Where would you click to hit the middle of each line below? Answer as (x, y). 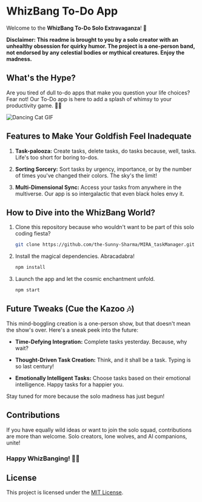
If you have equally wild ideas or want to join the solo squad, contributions (99, 430)
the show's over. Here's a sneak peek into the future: (72, 330)
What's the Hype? (41, 78)
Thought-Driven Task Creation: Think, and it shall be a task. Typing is (103, 360)
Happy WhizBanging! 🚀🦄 (43, 458)
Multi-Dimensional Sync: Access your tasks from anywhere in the (98, 187)
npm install (30, 268)
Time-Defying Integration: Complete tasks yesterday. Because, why (101, 342)
